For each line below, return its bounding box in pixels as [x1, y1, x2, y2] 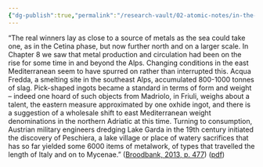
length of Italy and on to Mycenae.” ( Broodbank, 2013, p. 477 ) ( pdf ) [8, 150, 225, 159]
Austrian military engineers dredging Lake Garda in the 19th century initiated [8, 125, 254, 134]
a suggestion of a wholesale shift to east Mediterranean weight [8, 107, 211, 118]
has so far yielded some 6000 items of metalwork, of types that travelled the [8, 141, 255, 151]
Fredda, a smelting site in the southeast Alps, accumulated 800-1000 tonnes [8, 74, 254, 84]
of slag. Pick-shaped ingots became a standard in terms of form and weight [8, 83, 252, 93]
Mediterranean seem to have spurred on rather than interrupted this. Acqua [8, 66, 252, 75]
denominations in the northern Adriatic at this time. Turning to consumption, [8, 116, 253, 125]
